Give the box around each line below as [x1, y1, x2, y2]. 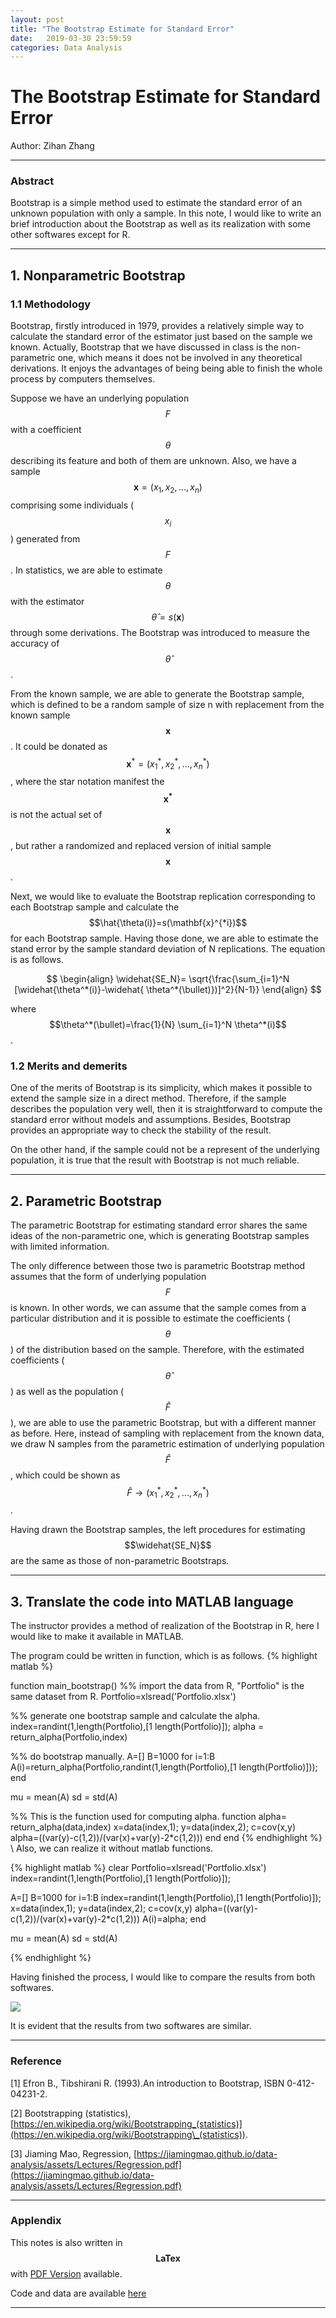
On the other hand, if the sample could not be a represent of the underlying [10, 1144, 320, 1156]
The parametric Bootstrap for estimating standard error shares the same [10, 1219, 308, 1231]
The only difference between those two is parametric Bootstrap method [10, 1259, 306, 1271]
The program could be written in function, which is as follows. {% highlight [10, 1650, 318, 1662]
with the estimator [10, 595, 85, 607]
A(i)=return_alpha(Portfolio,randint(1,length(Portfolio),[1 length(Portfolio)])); [10, 1761, 318, 1773]
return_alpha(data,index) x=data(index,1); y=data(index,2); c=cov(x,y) [10, 1821, 297, 1833]
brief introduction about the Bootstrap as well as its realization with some [10, 218, 311, 230]
